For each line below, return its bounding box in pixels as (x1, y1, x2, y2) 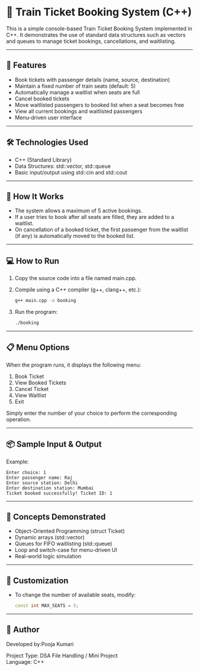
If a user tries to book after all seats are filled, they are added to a (14, 214, 175, 221)
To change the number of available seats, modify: (14, 592, 136, 599)
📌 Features (6, 61, 47, 71)
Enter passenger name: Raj (6, 475, 73, 481)
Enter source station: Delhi (6, 480, 78, 486)
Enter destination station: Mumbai (6, 485, 94, 491)
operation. (6, 415, 31, 423)
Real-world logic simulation (14, 553, 82, 560)
